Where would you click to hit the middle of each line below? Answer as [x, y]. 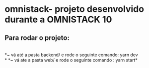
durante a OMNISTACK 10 [58, 19]
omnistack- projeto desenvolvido [74, 9]
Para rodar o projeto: [37, 38]
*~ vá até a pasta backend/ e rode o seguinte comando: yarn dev [71, 55]
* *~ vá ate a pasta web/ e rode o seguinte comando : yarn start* [71, 60]
